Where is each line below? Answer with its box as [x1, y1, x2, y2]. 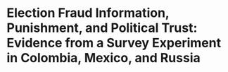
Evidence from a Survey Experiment [6, 35, 222, 51]
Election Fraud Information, [6, 5, 170, 21]
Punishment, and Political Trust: [6, 20, 198, 36]
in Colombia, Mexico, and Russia [6, 50, 201, 66]
